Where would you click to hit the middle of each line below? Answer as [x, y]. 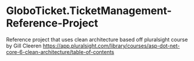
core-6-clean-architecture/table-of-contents [60, 52]
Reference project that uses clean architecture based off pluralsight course [97, 39]
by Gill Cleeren [24, 46]
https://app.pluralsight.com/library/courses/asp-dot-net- [112, 46]
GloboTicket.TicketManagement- [89, 11]
